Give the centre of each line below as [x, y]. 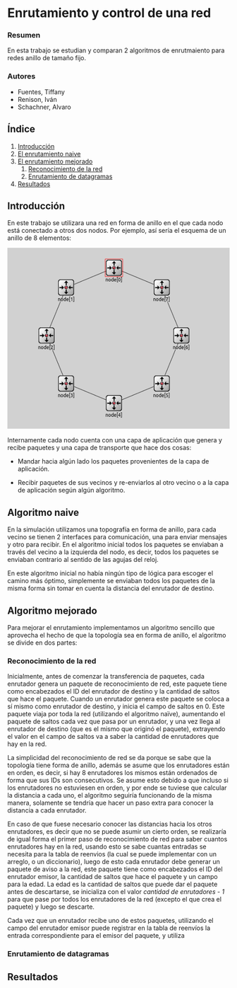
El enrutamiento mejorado [55, 161]
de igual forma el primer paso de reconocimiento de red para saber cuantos [117, 839]
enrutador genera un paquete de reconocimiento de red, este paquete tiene [117, 684]
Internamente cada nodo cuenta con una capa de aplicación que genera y [115, 440]
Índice [21, 129]
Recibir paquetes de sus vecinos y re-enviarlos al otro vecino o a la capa [123, 483]
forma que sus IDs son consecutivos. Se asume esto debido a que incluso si [118, 781]
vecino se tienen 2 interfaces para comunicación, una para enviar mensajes [117, 537]
